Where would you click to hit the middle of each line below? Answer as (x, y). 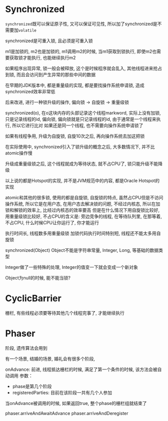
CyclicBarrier (33, 298)
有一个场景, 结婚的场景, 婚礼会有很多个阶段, (50, 359)
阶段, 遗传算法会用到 (26, 348)
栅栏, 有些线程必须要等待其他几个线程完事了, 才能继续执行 (65, 313)
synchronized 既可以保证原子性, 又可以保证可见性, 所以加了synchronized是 (81, 24)
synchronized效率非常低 (30, 91)
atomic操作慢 (19, 153)
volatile (27, 30)
